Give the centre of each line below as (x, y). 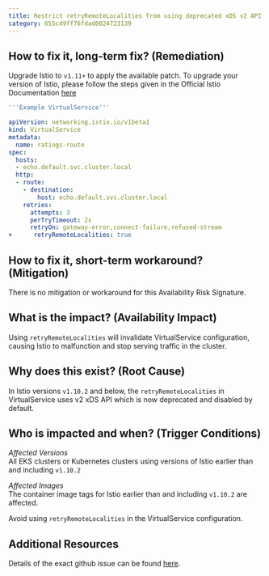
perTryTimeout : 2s (61, 220)
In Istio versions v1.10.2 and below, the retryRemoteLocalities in (116, 391)
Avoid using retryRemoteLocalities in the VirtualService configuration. (126, 519)
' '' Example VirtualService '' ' (59, 108)
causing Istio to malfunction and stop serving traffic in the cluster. (118, 345)
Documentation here (42, 93)
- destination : (48, 190)
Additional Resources (63, 544)
